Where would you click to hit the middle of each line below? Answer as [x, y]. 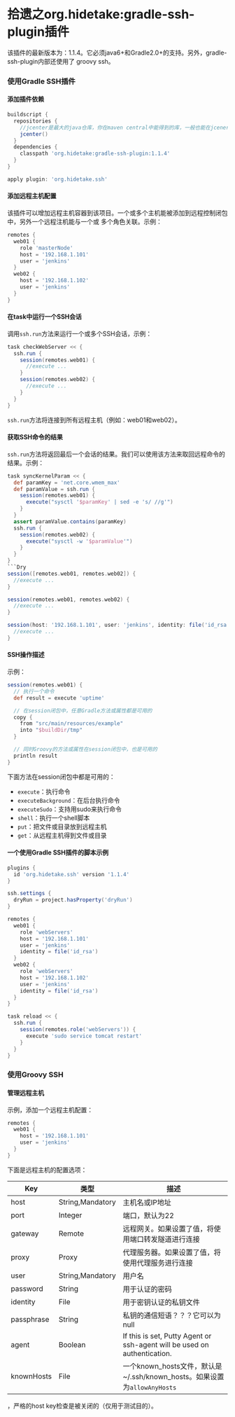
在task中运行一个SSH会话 [45, 317]
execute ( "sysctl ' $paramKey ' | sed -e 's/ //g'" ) [99, 502]
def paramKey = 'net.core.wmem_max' [67, 483]
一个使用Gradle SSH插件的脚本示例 [58, 852]
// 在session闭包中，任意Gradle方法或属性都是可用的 [83, 711]
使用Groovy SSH [36, 1074]
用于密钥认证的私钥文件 [162, 1302]
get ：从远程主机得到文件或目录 [62, 835]
